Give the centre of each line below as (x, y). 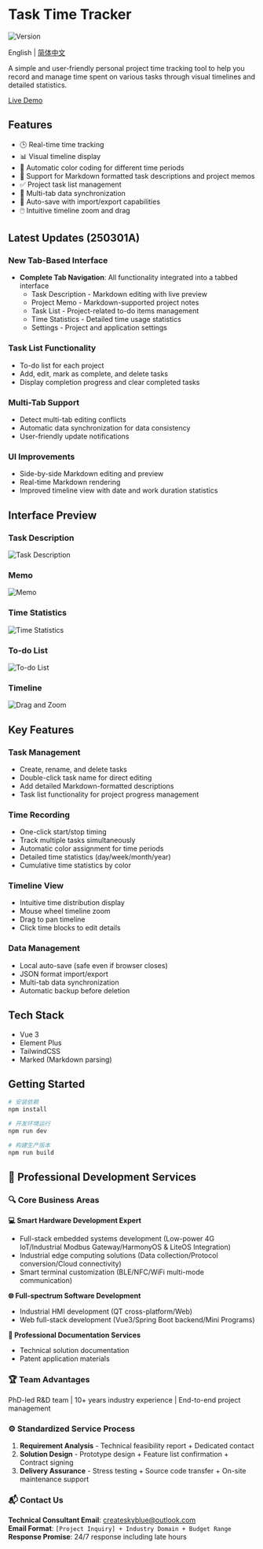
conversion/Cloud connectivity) (70, 1264)
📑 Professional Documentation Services (75, 1335)
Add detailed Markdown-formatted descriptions (97, 786)
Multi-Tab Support (44, 402)
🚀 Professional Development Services (102, 1177)
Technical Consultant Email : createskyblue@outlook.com (102, 1520)
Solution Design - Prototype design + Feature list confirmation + (124, 1454)
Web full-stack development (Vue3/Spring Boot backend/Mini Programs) (137, 1320)
